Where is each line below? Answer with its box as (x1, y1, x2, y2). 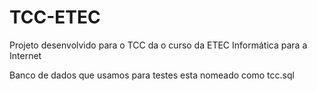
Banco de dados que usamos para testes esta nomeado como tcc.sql (9, 69, 295, 81)
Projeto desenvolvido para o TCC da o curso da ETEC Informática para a (9, 39, 308, 51)
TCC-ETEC (9, 6, 101, 29)
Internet (9, 49, 42, 61)
